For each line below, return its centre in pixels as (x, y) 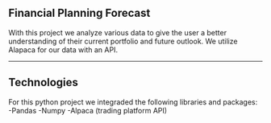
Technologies (44, 82)
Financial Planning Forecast (79, 13)
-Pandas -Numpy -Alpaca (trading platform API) (88, 110)
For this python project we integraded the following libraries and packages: (133, 102)
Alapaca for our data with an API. (63, 49)
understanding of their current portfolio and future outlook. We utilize (123, 41)
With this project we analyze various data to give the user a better (118, 32)
